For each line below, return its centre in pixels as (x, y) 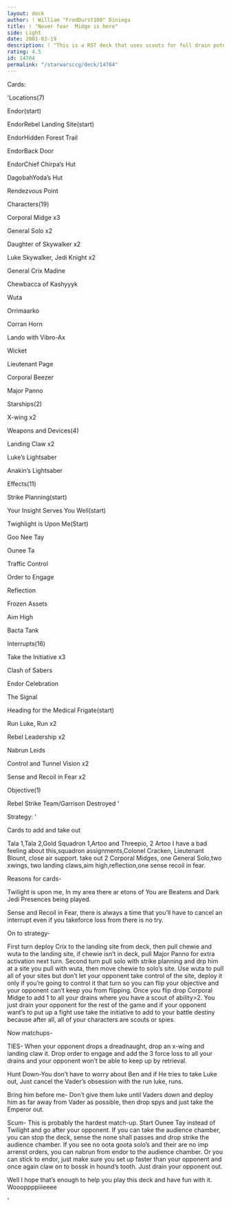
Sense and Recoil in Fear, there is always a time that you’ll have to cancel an (115, 912)
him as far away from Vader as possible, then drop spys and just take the (110, 1102)
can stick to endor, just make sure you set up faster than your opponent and (114, 1159)
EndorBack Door (30, 151)
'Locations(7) (26, 98)
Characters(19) (28, 204)
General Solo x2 (30, 230)
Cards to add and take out (44, 830)
